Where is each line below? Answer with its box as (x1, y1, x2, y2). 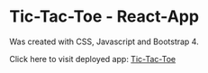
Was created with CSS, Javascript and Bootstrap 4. (9, 36, 200, 47)
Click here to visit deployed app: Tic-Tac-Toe (9, 53, 176, 64)
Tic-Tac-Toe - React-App (9, 6, 200, 27)
